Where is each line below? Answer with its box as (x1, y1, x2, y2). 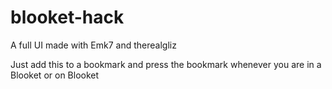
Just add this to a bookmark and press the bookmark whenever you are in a (10, 58, 322, 70)
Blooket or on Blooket (10, 69, 100, 81)
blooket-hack (10, 6, 125, 29)
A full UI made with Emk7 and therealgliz (10, 39, 177, 51)
